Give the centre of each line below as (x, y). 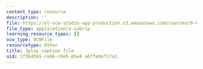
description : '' (27, 17)
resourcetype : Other (32, 46)
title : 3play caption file (40, 51)
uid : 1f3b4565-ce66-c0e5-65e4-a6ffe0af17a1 (62, 56)
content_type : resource (36, 12)
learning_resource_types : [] (43, 34)
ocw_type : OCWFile (29, 40)
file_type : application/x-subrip (48, 28)
